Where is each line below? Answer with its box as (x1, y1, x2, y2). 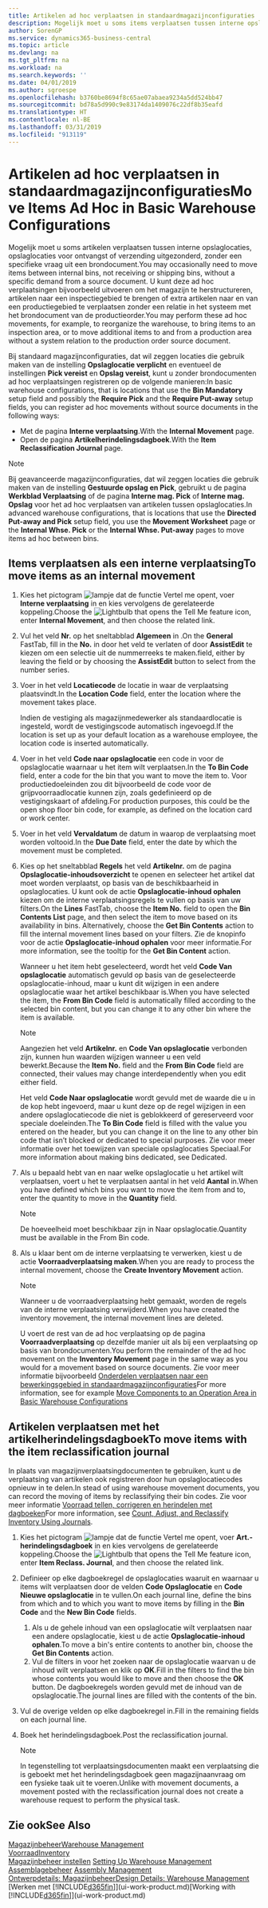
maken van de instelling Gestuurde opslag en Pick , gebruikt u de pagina (8, 483, 247, 492)
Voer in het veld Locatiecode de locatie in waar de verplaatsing (19, 681, 229, 690)
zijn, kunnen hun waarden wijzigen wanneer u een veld (19, 1052, 201, 1062)
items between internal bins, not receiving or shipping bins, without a (8, 268, 235, 277)
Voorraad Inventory (8, 1848, 70, 1858)
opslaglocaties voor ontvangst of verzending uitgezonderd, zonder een (8, 251, 242, 260)
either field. (19, 1078, 58, 1087)
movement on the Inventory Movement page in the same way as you (19, 1354, 249, 1364)
